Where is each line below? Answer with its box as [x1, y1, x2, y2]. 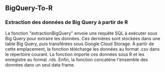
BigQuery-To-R [5, 4, 53, 12]
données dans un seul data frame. [5, 62, 76, 68]
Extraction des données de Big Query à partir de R [5, 19, 128, 26]
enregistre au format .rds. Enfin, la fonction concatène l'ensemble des [5, 57, 148, 63]
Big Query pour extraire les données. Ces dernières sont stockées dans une [5, 35, 161, 41]
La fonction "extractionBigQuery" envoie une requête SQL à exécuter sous [5, 30, 158, 36]
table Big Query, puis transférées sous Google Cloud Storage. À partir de [5, 41, 154, 47]
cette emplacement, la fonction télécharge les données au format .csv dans [5, 46, 160, 52]
